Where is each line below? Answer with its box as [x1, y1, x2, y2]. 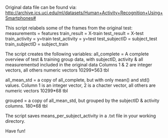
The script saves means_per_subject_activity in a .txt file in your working [5, 113, 156, 119]
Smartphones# [5, 15, 36, 21]
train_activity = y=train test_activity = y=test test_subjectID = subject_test [5, 36, 157, 42]
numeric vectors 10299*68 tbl [5, 88, 68, 93]
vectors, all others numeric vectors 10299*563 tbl [5, 67, 109, 73]
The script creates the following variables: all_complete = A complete [5, 51, 149, 57]
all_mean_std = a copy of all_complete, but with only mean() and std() [5, 77, 150, 83]
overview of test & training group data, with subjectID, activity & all [5, 56, 143, 62]
